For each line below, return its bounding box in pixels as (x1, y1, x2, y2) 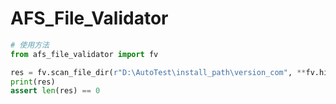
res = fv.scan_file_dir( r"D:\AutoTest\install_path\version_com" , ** (10, 67, 307, 77)
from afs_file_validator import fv (10, 49, 159, 59)
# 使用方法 (10, 40, 50, 50)
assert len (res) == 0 (10, 86, 101, 96)
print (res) (10, 77, 56, 87)
